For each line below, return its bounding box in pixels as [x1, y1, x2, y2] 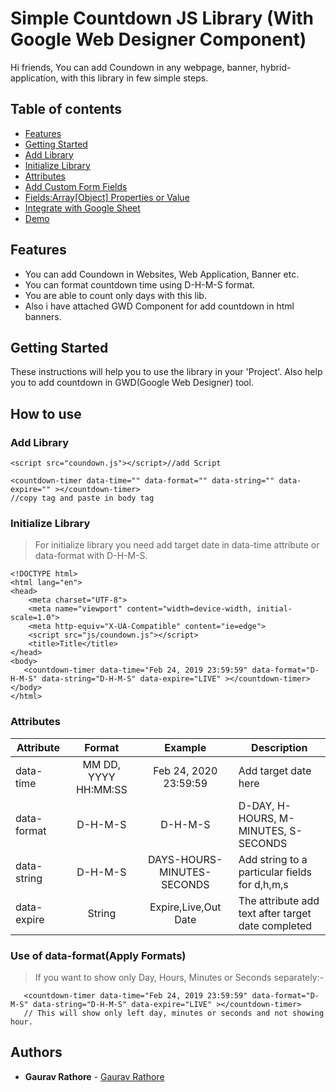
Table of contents [10, 101, 122, 118]
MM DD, [82, 757, 122, 771]
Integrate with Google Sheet [24, 202, 141, 214]
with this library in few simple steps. [60, 72, 209, 84]
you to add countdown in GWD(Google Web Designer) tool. [10, 377, 254, 389]
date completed [238, 918, 313, 932]
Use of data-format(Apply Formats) [10, 948, 187, 962]
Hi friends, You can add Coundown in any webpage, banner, [10, 61, 259, 73]
